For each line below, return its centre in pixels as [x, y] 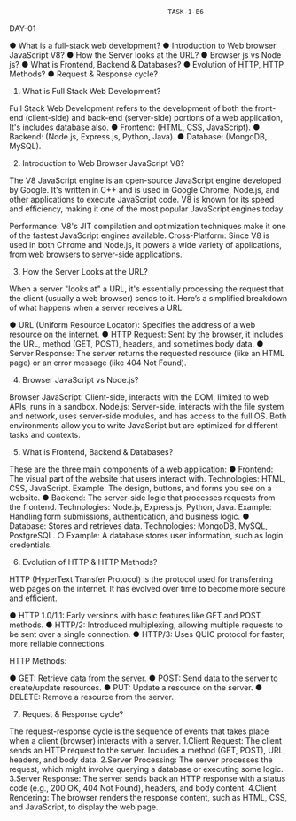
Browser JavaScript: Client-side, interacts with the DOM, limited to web [139, 397]
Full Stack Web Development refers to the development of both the [131, 108]
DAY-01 [23, 28]
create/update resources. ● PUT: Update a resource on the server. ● [136, 687]
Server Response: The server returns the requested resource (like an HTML [147, 353]
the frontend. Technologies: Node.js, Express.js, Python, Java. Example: [140, 507]
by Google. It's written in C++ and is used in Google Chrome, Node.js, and [144, 190]
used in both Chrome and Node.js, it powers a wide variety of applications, [145, 245]
